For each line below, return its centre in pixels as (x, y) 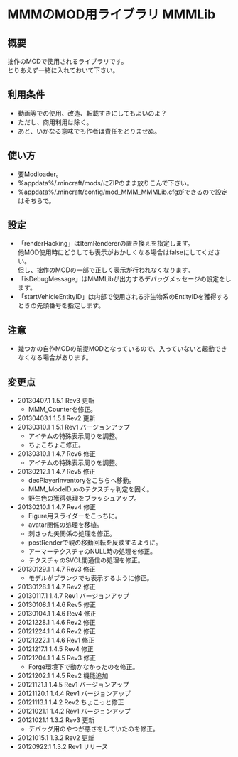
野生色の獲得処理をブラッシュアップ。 (84, 499)
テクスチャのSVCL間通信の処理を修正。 (86, 560)
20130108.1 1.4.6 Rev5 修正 (57, 605)
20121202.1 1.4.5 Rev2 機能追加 (63, 676)
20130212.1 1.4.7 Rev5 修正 (56, 472)
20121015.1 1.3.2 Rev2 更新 (56, 738)
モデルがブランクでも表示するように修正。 (91, 578)
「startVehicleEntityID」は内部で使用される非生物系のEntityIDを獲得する (123, 297)
